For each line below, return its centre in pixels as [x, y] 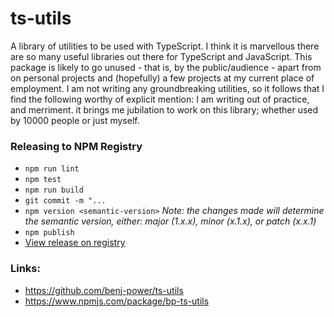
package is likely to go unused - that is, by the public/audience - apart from [166, 67]
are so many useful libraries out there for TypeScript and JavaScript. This [161, 56]
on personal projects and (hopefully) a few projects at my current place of [162, 78]
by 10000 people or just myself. [75, 120]
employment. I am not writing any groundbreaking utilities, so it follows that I [167, 88]
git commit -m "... [65, 201]
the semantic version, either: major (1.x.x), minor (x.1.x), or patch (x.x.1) [170, 221]
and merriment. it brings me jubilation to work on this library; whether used [164, 109]
